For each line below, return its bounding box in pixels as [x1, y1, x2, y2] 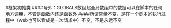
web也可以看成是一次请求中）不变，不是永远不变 [18, 17, 122, 23]
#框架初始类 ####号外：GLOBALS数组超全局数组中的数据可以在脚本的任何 [5, 5, 163, 10]
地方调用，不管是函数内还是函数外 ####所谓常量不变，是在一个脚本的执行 [5, 11, 162, 17]
